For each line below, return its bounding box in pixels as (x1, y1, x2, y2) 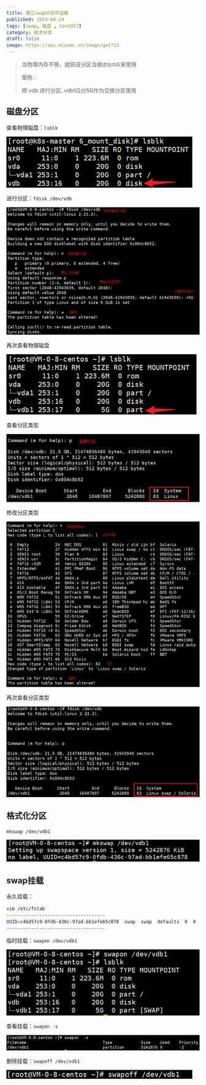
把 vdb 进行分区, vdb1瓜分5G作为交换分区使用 (21, 87, 137, 94)
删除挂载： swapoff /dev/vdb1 (6, 1057, 80, 1065)
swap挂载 (6, 875, 44, 885)
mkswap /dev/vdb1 (6, 828, 51, 834)
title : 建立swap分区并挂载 (6, 10, 69, 16)
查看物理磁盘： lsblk (6, 123, 58, 131)
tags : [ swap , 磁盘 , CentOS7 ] (6, 23, 82, 29)
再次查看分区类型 (6, 694, 50, 701)
